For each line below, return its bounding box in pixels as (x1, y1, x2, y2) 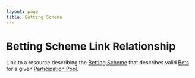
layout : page (6, 8, 39, 15)
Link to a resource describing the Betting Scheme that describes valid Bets (6, 59, 189, 66)
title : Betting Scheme (6, 14, 62, 20)
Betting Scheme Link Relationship (6, 40, 176, 53)
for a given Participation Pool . (6, 66, 79, 73)
